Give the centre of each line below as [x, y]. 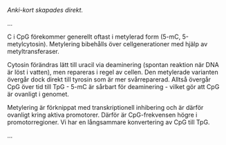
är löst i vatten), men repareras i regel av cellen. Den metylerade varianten [113, 72]
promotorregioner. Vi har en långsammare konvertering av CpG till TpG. [109, 122]
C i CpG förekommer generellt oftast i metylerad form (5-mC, [94, 37]
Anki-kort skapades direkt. [45, 10]
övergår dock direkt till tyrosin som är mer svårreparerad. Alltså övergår [109, 79]
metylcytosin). [28, 44]
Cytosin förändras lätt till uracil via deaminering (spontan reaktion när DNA [113, 65]
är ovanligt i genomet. [38, 94]
